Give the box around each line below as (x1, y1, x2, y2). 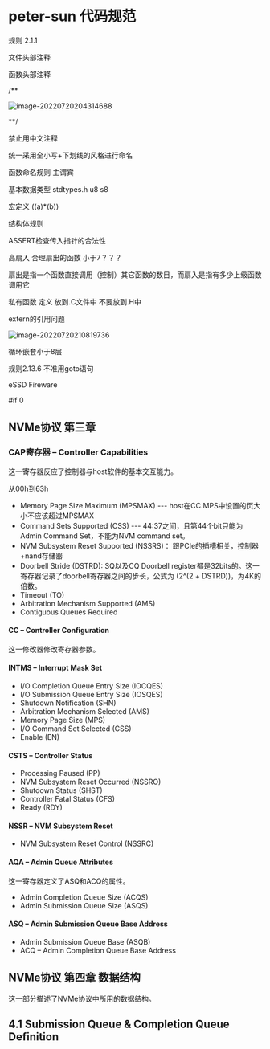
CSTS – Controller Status (8, 750, 93, 760)
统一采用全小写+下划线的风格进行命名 (8, 150, 133, 160)
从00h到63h (8, 484, 49, 493)
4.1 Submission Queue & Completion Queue (8, 1018, 231, 1031)
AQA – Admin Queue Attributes (8, 857, 114, 867)
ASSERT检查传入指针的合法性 (8, 235, 107, 245)
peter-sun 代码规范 (8, 7, 137, 26)
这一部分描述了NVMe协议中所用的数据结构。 (8, 994, 157, 1003)
